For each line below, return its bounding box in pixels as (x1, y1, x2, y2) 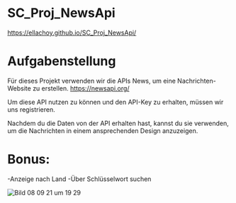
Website (7, 83, 32, 93)
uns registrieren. (7, 105, 55, 114)
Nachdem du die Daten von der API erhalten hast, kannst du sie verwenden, (7, 119, 229, 127)
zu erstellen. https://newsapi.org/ (33, 83, 130, 93)
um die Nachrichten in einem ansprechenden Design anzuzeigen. (7, 126, 198, 135)
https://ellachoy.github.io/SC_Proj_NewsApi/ (7, 28, 137, 37)
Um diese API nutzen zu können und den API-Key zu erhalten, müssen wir (7, 98, 224, 106)
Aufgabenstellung (7, 53, 116, 69)
